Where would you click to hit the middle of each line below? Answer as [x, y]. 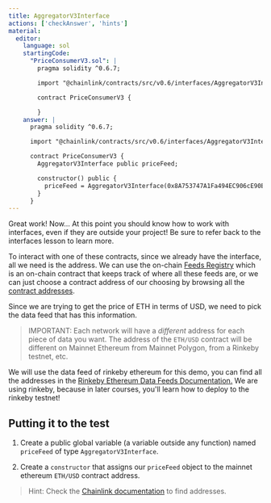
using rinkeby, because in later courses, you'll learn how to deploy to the [129, 389]
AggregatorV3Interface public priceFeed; [108, 164]
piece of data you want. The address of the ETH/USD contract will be [140, 339]
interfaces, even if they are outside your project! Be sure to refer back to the [135, 233]
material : [25, 31]
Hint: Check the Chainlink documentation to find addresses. [127, 491]
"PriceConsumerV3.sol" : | [73, 61]
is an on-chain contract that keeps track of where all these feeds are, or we [133, 274]
